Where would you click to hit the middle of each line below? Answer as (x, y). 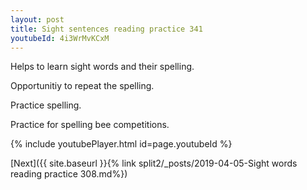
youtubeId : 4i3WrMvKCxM (60, 38)
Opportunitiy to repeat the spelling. (82, 86)
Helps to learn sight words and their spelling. (102, 67)
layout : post (37, 19)
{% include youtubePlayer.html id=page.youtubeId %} (121, 144)
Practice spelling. (46, 105)
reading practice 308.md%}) (69, 174)
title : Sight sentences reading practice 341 (106, 29)
